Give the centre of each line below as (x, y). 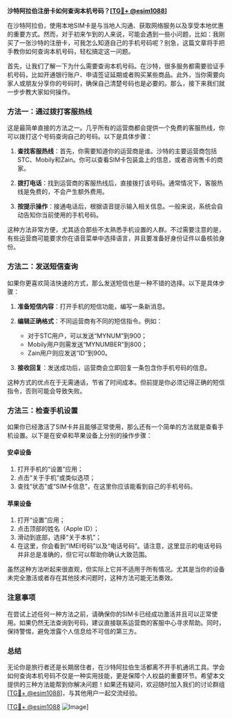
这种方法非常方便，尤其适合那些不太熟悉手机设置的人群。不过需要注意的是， (116, 230)
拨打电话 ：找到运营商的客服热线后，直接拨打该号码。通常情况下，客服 (117, 183)
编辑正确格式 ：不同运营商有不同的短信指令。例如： (90, 321)
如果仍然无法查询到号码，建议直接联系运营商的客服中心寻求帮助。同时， (122, 622)
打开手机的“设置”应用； (50, 469)
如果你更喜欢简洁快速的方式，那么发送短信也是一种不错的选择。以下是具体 (113, 283)
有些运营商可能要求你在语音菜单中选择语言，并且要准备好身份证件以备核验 (113, 238)
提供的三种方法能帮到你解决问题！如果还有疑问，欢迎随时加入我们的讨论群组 (116, 684)
